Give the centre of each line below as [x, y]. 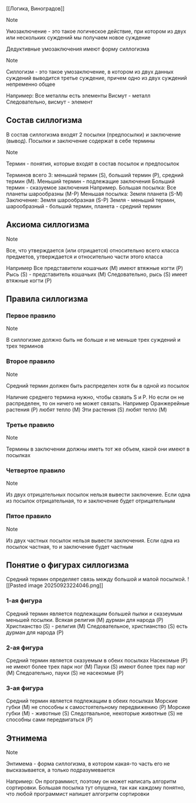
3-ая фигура [25, 688]
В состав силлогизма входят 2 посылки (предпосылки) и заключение [94, 134]
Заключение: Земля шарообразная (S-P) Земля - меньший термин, [91, 200]
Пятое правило [29, 516]
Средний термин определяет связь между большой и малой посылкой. [96, 579]
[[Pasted [16, 585]
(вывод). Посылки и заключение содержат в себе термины [81, 141]
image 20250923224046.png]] [66, 585]
